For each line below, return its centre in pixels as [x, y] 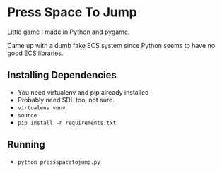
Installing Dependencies [62, 75]
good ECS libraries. [35, 53]
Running [27, 144]
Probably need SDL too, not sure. [66, 100]
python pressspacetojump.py [59, 162]
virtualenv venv [41, 108]
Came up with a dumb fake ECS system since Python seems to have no [111, 45]
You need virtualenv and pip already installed [83, 92]
